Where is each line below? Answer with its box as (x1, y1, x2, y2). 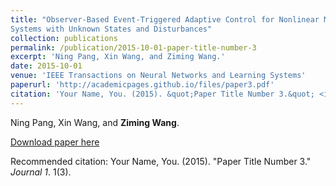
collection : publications (10, 33, 118, 43)
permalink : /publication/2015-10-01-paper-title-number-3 (10, 42, 257, 53)
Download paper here (10, 136, 100, 148)
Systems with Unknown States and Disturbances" (10, 24, 213, 34)
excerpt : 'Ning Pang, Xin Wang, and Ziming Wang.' (10, 52, 226, 62)
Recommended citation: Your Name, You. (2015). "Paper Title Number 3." (10, 155, 312, 167)
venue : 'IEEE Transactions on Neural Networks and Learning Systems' (10, 71, 307, 81)
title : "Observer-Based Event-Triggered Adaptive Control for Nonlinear (10, 14, 320, 25)
